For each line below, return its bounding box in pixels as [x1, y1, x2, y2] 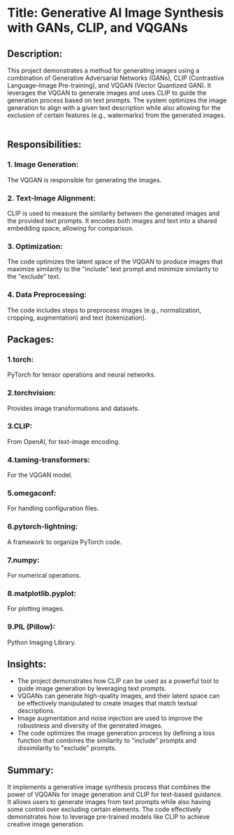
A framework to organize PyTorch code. [7, 538, 122, 546]
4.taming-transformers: [7, 454, 91, 464]
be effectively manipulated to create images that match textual [17, 699, 198, 707]
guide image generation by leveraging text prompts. [17, 684, 167, 693]
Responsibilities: [7, 139, 82, 151]
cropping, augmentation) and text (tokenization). [7, 313, 147, 322]
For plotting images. [7, 604, 65, 613]
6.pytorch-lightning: [7, 522, 78, 531]
